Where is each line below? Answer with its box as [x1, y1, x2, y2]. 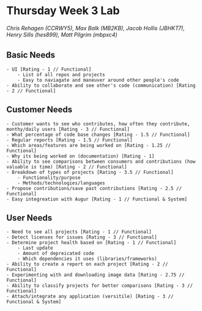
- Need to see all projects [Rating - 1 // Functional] [6, 229, 152, 235]
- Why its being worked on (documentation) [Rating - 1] [6, 153, 155, 159]
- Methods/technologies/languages [17, 179, 105, 186]
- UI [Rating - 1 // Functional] [6, 66, 92, 73]
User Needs [6, 213, 53, 223]
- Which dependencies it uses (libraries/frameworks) [17, 256, 157, 262]
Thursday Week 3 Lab [6, 4, 120, 18]
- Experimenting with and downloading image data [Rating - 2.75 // [6, 272, 185, 278]
